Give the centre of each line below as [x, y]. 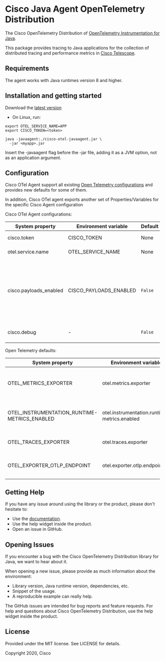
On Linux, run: [27, 117]
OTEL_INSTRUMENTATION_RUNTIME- [53, 413]
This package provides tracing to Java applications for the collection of [77, 48]
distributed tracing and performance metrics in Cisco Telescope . [70, 53]
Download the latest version [33, 108]
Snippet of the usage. [34, 591]
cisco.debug [22, 332]
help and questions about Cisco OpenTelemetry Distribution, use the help [79, 611]
